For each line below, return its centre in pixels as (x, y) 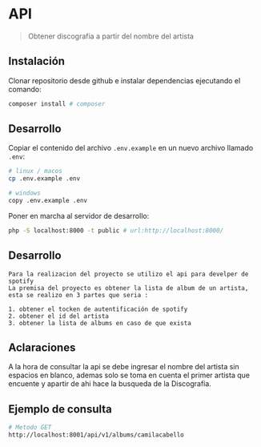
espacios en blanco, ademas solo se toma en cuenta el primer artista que (129, 375)
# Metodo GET (30, 428)
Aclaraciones (42, 348)
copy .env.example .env (48, 201)
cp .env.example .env (44, 179)
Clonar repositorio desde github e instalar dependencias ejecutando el (124, 80)
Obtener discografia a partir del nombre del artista (111, 36)
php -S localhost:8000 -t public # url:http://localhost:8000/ (116, 230)
